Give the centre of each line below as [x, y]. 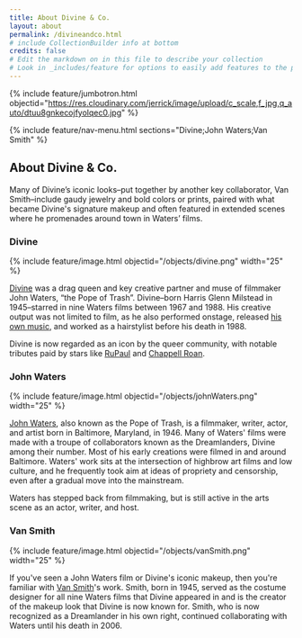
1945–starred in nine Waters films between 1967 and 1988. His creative [140, 307]
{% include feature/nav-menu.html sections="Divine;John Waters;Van [138, 130]
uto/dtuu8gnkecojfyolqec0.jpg [66, 112]
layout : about [36, 26]
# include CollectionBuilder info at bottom [94, 43]
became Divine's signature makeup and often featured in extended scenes [147, 209]
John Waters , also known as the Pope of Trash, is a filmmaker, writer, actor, [149, 423]
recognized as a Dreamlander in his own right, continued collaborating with [148, 616]
